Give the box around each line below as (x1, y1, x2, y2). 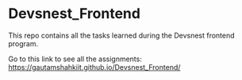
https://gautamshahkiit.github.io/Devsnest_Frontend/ (8, 62, 181, 71)
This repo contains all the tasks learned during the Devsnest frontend (8, 31, 236, 40)
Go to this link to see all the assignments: (8, 54, 143, 64)
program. (8, 38, 39, 48)
